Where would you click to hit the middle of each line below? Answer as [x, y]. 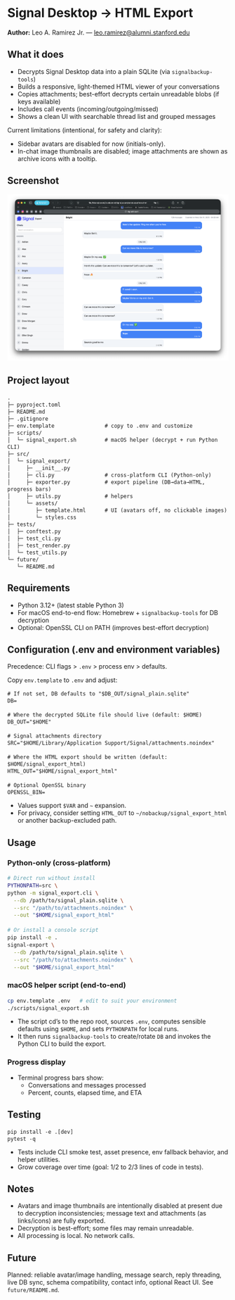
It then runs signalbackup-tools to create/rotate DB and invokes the [114, 1037]
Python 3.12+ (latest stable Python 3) [70, 605]
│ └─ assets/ [33, 503]
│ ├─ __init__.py [39, 468]
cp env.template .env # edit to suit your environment [92, 1001]
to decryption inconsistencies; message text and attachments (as [112, 1213]
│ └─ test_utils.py [38, 553]
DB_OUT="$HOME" [29, 722]
